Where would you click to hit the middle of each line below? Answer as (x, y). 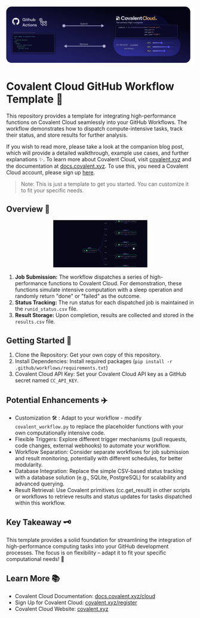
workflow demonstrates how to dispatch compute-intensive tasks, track (95, 128)
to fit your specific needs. (52, 190)
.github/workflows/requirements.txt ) (61, 368)
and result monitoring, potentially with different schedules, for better (99, 458)
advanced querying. (39, 484)
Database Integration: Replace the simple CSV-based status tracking (99, 471)
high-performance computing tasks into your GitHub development (87, 546)
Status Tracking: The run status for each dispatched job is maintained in (104, 303)
